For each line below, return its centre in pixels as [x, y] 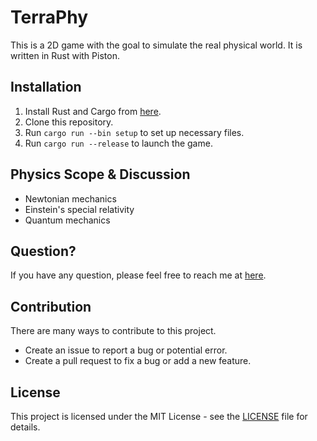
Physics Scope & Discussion [100, 174]
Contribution [51, 306]
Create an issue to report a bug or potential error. [126, 350]
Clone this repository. [69, 122]
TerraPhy [49, 17]
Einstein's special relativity [79, 209]
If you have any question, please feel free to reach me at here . [138, 275]
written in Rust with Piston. [65, 55]
